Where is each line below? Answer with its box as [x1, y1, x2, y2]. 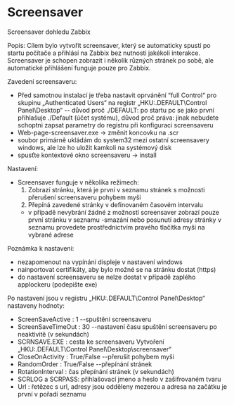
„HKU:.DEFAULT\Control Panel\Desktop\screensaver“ [17, 344, 172, 353]
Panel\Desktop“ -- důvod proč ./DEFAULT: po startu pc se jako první [17, 106, 214, 114]
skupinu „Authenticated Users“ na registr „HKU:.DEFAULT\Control [17, 98, 207, 106]
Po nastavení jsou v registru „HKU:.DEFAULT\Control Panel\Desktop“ [7, 294, 205, 302]
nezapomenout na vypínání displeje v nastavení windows [17, 258, 183, 266]
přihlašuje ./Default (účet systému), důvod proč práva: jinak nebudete [17, 113, 219, 122]
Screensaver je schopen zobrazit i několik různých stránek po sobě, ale [7, 56, 214, 64]
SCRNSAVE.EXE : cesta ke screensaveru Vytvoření [17, 337, 164, 346]
